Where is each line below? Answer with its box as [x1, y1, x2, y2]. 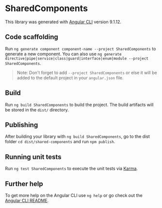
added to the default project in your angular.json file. [16, 74, 124, 80]
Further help [5, 179, 44, 188]
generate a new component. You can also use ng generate [5, 51, 122, 57]
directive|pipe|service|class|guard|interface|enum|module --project [5, 56, 149, 61]
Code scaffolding [5, 33, 58, 41]
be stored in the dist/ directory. [5, 107, 69, 113]
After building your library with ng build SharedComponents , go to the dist [5, 134, 150, 139]
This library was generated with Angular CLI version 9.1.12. [5, 19, 121, 25]
